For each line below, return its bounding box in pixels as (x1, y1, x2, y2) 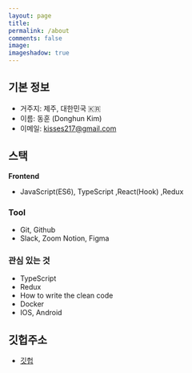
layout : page (8, 11, 52, 20)
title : (8, 19, 30, 27)
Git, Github (19, 225, 56, 234)
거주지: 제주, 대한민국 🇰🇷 (19, 103, 102, 113)
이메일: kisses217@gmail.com (19, 124, 117, 133)
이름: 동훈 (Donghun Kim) (19, 113, 102, 123)
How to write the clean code (19, 290, 114, 301)
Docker (19, 299, 45, 309)
